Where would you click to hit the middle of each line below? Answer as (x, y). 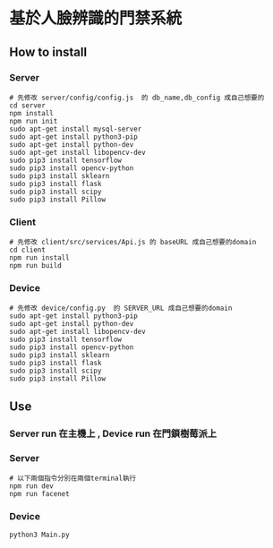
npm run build (36, 266)
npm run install (39, 258)
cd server (28, 105)
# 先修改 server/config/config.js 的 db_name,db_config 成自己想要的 (137, 98)
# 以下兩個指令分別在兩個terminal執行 (73, 479)
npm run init (34, 121)
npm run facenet (39, 494)
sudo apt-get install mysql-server (76, 129)
